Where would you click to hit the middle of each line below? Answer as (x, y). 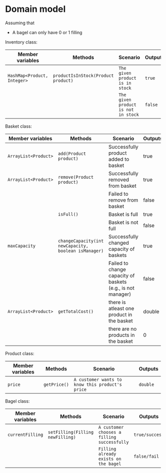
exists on (110, 459)
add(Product (72, 154)
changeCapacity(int (81, 241)
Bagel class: (18, 401)
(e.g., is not (122, 288)
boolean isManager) (81, 251)
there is (117, 302)
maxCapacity (22, 246)
